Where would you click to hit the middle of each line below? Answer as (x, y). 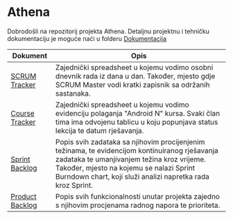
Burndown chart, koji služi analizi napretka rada (132, 176)
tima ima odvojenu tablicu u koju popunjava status (137, 122)
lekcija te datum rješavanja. (100, 130)
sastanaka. (73, 93)
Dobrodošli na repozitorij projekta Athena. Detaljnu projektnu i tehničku (109, 31)
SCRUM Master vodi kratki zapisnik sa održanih (132, 85)
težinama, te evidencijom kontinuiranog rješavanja (137, 150)
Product (24, 196)
